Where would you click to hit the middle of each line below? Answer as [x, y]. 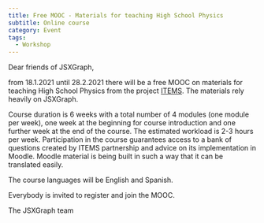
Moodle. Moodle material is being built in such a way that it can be [116, 156]
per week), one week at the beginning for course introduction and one [122, 123]
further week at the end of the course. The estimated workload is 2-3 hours [131, 132]
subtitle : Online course [49, 23]
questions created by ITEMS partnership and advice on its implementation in [132, 148]
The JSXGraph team [41, 210]
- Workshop [33, 45]
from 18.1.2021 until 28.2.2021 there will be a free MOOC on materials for [125, 83]
